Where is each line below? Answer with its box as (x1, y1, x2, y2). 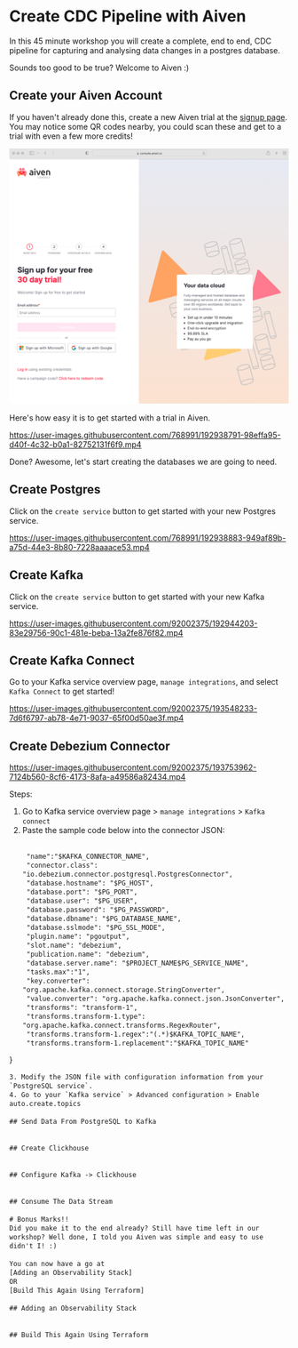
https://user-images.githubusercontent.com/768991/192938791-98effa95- (9, 429, 281, 440)
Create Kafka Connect (9, 653, 135, 668)
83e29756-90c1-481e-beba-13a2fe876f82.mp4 (9, 627, 184, 638)
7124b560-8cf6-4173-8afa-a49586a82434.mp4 (9, 772, 186, 782)
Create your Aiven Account (9, 88, 163, 103)
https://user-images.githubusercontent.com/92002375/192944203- (9, 618, 258, 629)
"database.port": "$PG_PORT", (26, 887, 138, 897)
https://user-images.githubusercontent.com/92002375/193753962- (9, 762, 257, 773)
